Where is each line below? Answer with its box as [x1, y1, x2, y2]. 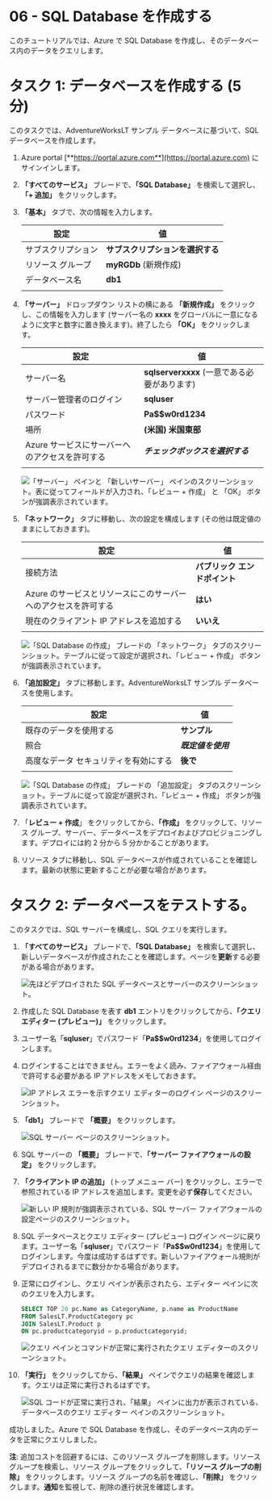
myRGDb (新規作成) [105, 259, 182, 270]
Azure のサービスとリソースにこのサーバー [24, 588, 187, 599]
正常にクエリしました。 [23, 1434, 102, 1445]
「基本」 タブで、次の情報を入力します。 [20, 207, 157, 216]
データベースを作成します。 [9, 135, 100, 145]
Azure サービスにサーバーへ [24, 439, 132, 450]
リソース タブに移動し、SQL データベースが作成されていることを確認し [20, 855, 257, 865]
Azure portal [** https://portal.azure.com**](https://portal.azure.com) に [20, 153, 259, 162]
